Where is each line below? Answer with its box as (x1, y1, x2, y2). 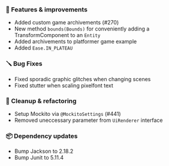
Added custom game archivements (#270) (14, 19, 119, 26)
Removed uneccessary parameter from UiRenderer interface (14, 116, 163, 124)
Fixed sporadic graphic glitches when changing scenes (14, 75, 151, 82)
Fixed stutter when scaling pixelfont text (14, 82, 113, 89)
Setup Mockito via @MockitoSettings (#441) (14, 110, 121, 117)
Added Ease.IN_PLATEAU (14, 44, 73, 51)
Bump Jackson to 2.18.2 (14, 147, 74, 155)
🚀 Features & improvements (5, 5, 88, 14)
